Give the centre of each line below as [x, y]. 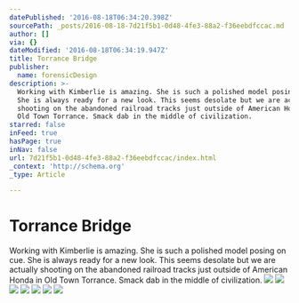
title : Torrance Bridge [53, 59]
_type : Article [37, 174]
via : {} [24, 42]
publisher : [29, 68]
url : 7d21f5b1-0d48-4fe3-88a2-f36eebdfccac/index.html [113, 158]
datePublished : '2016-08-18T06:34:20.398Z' [91, 17]
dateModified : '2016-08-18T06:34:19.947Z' [89, 51]
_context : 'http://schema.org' [67, 166]
